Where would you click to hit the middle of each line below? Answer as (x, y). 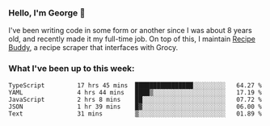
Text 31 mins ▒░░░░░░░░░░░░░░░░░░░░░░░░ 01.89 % (135, 113)
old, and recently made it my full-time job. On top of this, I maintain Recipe (132, 39)
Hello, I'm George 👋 (47, 13)
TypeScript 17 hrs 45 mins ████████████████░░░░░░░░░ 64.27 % (135, 85)
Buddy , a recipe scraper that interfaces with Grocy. (93, 48)
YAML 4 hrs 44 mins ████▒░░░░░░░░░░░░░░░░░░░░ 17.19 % (135, 92)
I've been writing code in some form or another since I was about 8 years (130, 31)
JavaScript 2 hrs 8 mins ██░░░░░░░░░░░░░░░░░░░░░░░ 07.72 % (135, 99)
